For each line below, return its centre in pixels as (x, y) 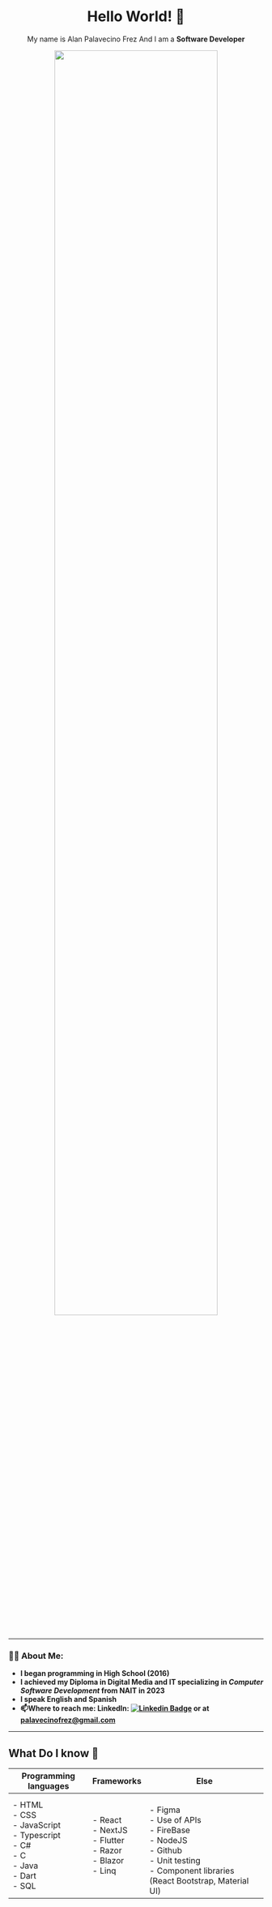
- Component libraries (192, 1871)
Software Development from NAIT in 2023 (92, 1691)
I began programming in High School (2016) (95, 1673)
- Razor (107, 1850)
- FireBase (170, 1830)
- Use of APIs (176, 1820)
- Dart (24, 1876)
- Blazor (108, 1861)
